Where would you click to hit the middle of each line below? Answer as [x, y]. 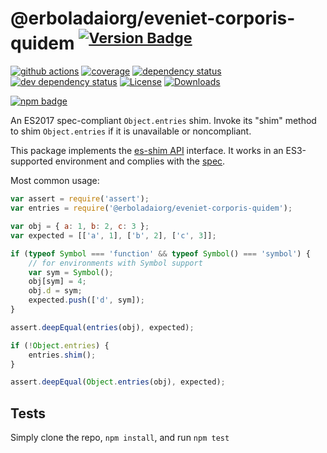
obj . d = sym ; [55, 291]
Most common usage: [55, 181]
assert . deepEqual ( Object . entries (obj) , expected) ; [118, 382]
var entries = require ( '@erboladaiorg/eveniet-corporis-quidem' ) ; [151, 208]
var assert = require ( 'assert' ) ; [80, 199]
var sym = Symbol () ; [71, 272]
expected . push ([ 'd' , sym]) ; [86, 300]
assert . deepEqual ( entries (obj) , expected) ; [102, 327]
